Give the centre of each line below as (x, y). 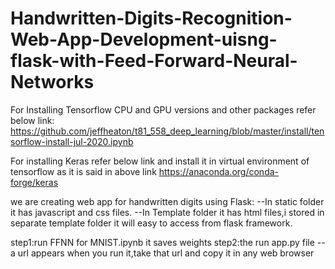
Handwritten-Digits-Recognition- (151, 18)
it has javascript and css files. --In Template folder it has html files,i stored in (167, 212)
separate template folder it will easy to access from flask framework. (151, 223)
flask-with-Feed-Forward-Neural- (154, 61)
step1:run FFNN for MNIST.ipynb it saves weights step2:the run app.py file (162, 242)
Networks (52, 82)
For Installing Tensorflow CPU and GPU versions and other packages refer (163, 109)
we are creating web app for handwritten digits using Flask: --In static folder (167, 201)
